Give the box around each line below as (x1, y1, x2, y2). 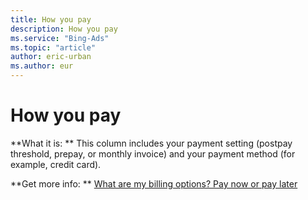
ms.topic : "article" (10, 42, 97, 53)
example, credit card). (10, 158, 102, 170)
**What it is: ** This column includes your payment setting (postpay (10, 137, 293, 149)
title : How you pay (10, 14, 92, 25)
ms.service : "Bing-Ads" (10, 33, 110, 43)
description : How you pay (10, 24, 118, 34)
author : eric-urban (10, 52, 92, 62)
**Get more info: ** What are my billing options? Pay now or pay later (10, 177, 298, 190)
